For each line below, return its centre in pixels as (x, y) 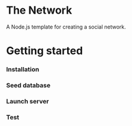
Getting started (45, 51)
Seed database (28, 85)
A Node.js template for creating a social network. (66, 27)
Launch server (28, 101)
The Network (39, 10)
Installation (23, 70)
